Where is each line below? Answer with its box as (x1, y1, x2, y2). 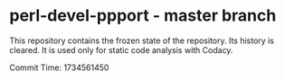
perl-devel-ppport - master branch (9, 5, 277, 26)
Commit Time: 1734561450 (9, 62, 109, 73)
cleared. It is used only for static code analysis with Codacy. (9, 44, 233, 55)
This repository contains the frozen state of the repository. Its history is (9, 35, 274, 46)
